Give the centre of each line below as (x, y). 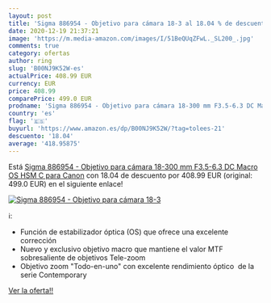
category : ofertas (39, 53)
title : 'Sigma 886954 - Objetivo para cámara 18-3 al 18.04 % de (120, 23)
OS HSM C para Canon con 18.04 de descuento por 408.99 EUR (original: (130, 175)
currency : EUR (32, 83)
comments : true (34, 46)
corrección (38, 240)
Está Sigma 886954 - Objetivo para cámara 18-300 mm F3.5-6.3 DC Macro (133, 166)
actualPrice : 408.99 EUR (50, 76)
